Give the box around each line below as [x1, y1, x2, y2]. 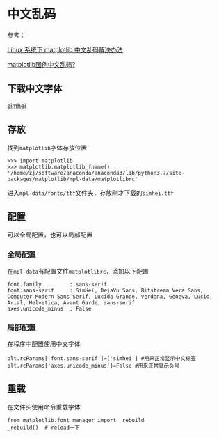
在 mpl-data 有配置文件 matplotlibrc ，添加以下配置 [7, 267, 149, 275]
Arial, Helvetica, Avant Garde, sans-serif [7, 299, 136, 306]
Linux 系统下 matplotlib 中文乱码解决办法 [7, 45, 124, 54]
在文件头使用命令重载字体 [7, 402, 81, 411]
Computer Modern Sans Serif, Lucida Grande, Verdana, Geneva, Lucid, [7, 293, 213, 300]
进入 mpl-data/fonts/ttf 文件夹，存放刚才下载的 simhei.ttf [7, 189, 174, 197]
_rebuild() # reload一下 [7, 424, 80, 431]
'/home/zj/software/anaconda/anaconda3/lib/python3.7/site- [7, 169, 186, 176]
